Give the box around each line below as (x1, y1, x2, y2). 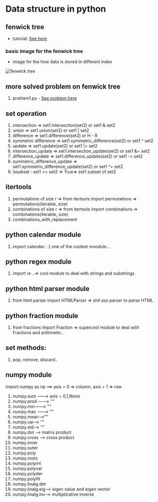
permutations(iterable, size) (12, 201, 68, 207)
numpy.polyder (12, 470, 43, 476)
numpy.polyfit (12, 476, 40, 482)
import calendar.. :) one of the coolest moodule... (12, 243, 111, 249)
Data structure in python (5, 3, 106, 15)
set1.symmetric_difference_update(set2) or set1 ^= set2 (12, 163, 123, 169)
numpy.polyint (12, 460, 41, 466)
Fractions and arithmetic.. (12, 329, 64, 335)
